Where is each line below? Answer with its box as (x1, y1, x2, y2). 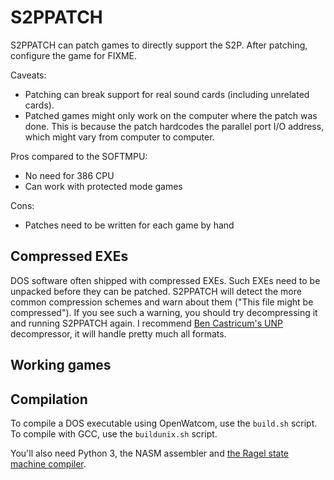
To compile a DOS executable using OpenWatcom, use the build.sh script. (10, 417, 318, 429)
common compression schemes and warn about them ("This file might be (10, 296, 314, 308)
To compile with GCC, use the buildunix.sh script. (10, 427, 218, 440)
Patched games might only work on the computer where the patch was (24, 109, 318, 121)
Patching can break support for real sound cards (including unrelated (24, 88, 310, 100)
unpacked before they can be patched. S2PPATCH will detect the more (10, 285, 302, 297)
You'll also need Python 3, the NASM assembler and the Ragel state (10, 447, 289, 459)
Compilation (10, 391, 88, 408)
